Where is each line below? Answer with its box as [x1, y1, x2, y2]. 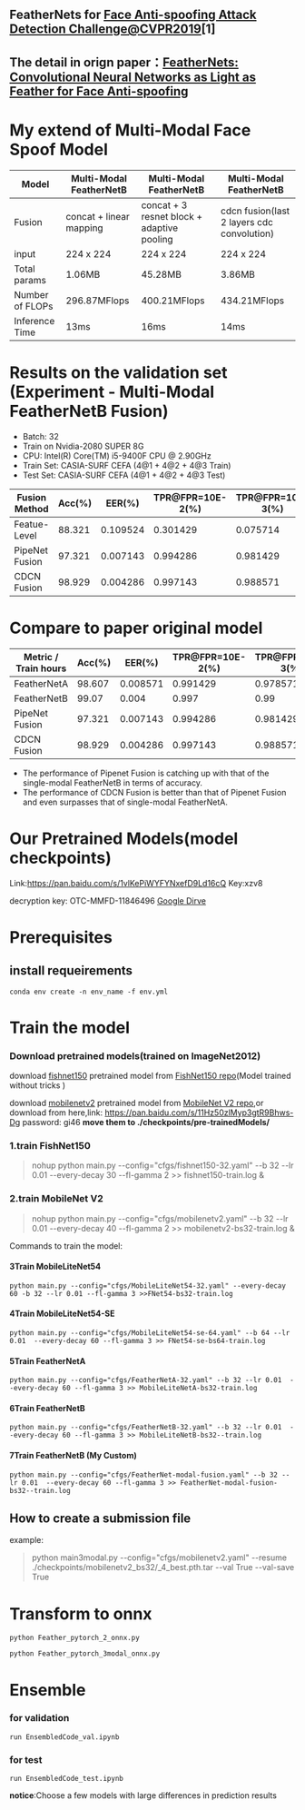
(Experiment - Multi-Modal [9, 381, 215, 402]
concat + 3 [141, 199, 188, 212]
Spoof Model [9, 139, 109, 160]
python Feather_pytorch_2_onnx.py [9, 1634, 141, 1643]
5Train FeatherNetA [9, 1355, 86, 1366]
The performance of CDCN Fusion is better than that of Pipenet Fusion [22, 786, 287, 797]
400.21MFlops [141, 294, 205, 307]
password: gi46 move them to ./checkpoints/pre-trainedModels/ [22, 1117, 271, 1128]
